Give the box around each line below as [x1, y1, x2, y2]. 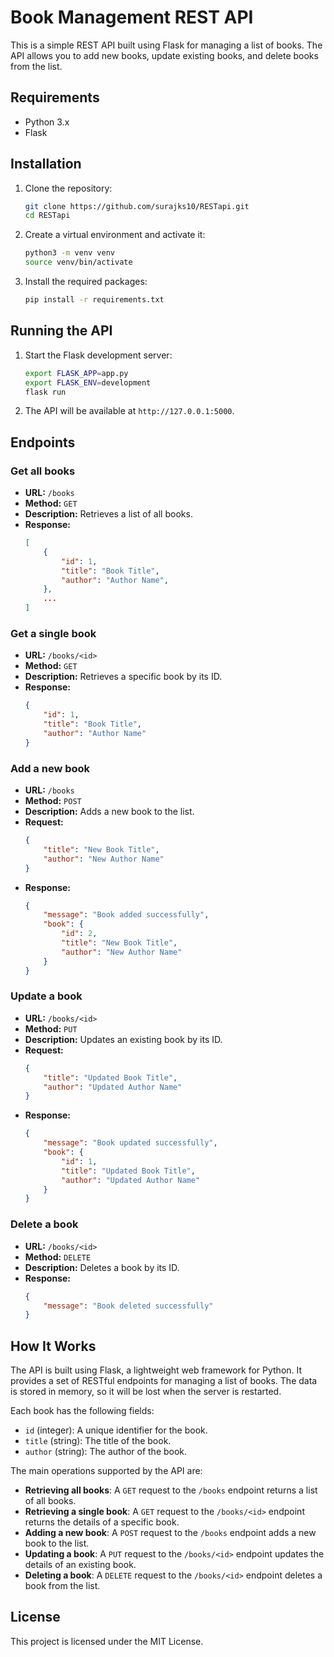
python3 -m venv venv [24, 248, 116, 258]
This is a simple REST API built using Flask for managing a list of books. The [10, 39, 323, 51]
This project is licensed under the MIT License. [10, 1635, 204, 1647]
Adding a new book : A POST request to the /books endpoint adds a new [24, 1527, 317, 1539]
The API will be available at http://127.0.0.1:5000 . [24, 405, 235, 417]
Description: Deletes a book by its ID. [24, 1261, 180, 1273]
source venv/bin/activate [24, 257, 133, 268]
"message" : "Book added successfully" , [43, 910, 210, 920]
